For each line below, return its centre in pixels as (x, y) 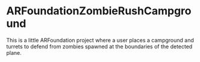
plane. (14, 52)
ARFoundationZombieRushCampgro (99, 11)
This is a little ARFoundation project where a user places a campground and (100, 40)
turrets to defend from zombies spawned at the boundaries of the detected (99, 46)
